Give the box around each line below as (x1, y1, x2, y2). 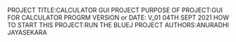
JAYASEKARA (7, 28, 47, 36)
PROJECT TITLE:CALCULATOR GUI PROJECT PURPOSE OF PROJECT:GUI (7, 6, 223, 14)
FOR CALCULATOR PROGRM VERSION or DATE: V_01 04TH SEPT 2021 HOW (7, 13, 229, 22)
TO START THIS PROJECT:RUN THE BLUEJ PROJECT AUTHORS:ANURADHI (7, 21, 229, 29)
